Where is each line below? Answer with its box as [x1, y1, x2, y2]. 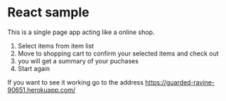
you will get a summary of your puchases [17, 56, 139, 65]
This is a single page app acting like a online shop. [7, 28, 155, 36]
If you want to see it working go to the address [7, 78, 144, 86]
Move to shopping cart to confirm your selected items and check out [17, 49, 219, 58]
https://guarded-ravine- [145, 78, 215, 86]
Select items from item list [17, 41, 95, 50]
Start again [17, 64, 50, 73]
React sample [7, 4, 90, 21]
